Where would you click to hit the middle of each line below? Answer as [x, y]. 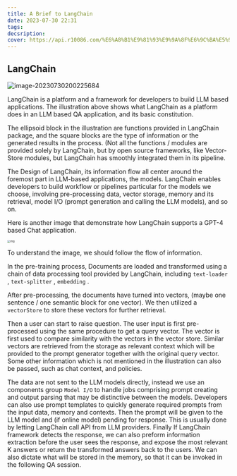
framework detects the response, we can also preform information [104, 435]
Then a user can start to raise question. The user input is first [96, 324]
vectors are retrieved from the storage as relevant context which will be [111, 346]
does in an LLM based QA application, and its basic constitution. [101, 114]
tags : [15, 27]
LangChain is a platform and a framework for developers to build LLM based [118, 99]
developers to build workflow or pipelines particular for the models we [109, 186]
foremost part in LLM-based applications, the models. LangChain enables [114, 179]
